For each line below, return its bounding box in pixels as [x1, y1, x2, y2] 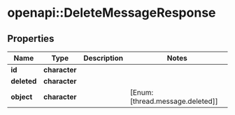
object [10, 92, 33, 102]
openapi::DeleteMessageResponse [7, 5, 216, 21]
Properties [7, 33, 55, 45]
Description [83, 54, 124, 63]
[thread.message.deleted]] [129, 96, 218, 106]
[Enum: [129, 88, 154, 97]
